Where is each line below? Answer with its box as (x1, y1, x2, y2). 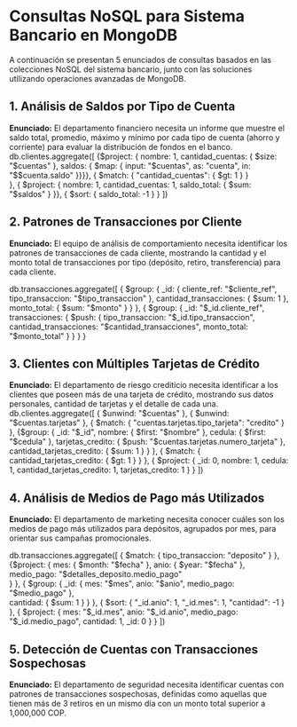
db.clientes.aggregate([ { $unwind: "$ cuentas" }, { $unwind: (9, 408, 230, 419)
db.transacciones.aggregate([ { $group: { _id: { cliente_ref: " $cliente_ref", (9, 283, 277, 294)
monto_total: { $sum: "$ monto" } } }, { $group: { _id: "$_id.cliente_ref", (9, 302, 265, 312)
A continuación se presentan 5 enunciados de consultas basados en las (9, 54, 272, 65)
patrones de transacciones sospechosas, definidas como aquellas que (9, 689, 268, 699)
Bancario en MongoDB (9, 25, 178, 45)
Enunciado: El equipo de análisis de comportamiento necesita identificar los (9, 238, 288, 249)
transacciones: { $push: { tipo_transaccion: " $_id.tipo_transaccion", (9, 312, 255, 322)
